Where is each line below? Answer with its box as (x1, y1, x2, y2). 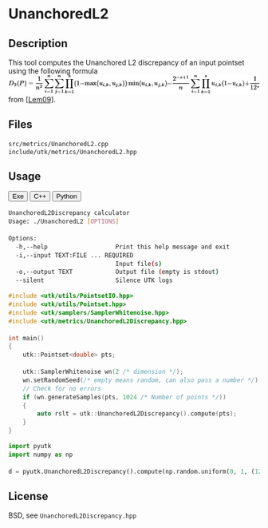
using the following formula (8, 66, 98, 76)
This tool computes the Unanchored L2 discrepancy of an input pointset (8, 58, 245, 67)
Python (56, 193, 77, 200)
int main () (8, 334, 45, 342)
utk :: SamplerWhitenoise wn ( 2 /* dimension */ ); (22, 368, 183, 376)
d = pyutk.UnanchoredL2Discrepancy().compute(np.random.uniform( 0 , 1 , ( (8, 467, 255, 475)
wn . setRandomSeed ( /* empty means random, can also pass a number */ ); (22, 376, 262, 384)
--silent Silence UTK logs (15, 276, 173, 284)
